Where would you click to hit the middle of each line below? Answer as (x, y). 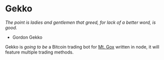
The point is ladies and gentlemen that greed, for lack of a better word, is (81, 22)
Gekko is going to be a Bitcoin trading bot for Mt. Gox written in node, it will (82, 47)
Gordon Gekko (27, 37)
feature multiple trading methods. (39, 52)
